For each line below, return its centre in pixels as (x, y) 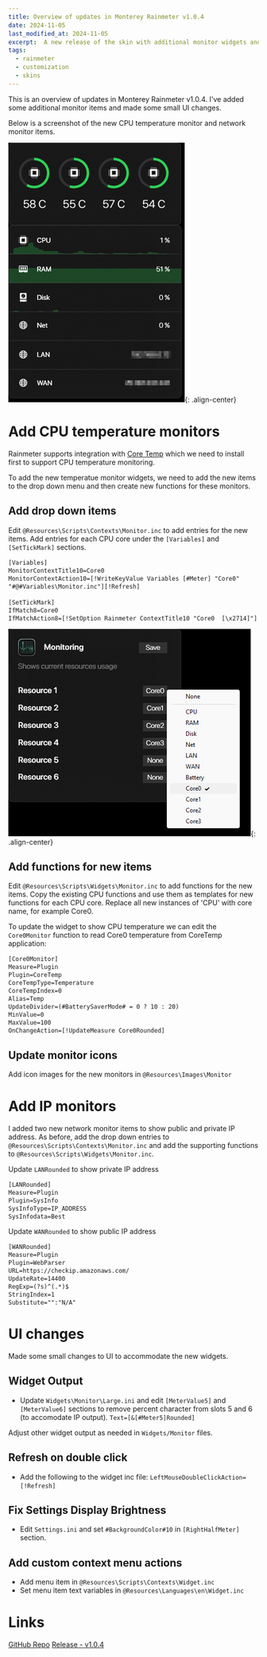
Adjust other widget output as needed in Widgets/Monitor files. (110, 1433)
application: (27, 943)
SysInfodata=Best (37, 1217)
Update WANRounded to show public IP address (82, 1231)
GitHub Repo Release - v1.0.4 (56, 1645)
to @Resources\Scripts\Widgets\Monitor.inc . (81, 1154)
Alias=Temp (26, 999)
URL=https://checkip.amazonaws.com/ (69, 1271)
